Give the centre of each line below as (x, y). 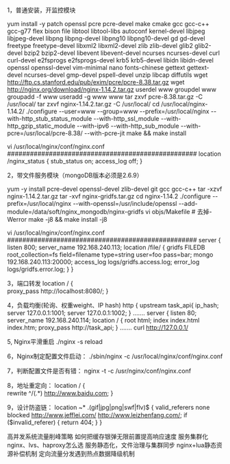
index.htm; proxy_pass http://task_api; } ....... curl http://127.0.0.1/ (98, 327)
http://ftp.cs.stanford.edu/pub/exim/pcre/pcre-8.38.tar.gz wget (96, 82)
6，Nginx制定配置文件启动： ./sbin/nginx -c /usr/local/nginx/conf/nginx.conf (115, 356)
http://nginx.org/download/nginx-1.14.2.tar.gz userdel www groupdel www (112, 89)
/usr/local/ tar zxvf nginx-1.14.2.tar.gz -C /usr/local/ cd (83, 104)
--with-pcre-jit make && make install (136, 133)
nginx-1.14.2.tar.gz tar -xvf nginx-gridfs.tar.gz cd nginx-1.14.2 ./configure (109, 196)
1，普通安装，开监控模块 (41, 10)
